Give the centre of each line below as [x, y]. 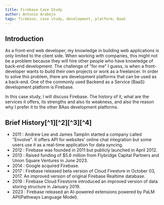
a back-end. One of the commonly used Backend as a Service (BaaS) [75, 82]
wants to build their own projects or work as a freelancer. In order [92, 71]
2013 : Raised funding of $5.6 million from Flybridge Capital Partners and [85, 155]
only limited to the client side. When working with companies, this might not [81, 56]
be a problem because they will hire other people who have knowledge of [79, 61]
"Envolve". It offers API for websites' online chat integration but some [82, 140]
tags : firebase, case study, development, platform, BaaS [65, 19]
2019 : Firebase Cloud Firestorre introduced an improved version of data [85, 181]
